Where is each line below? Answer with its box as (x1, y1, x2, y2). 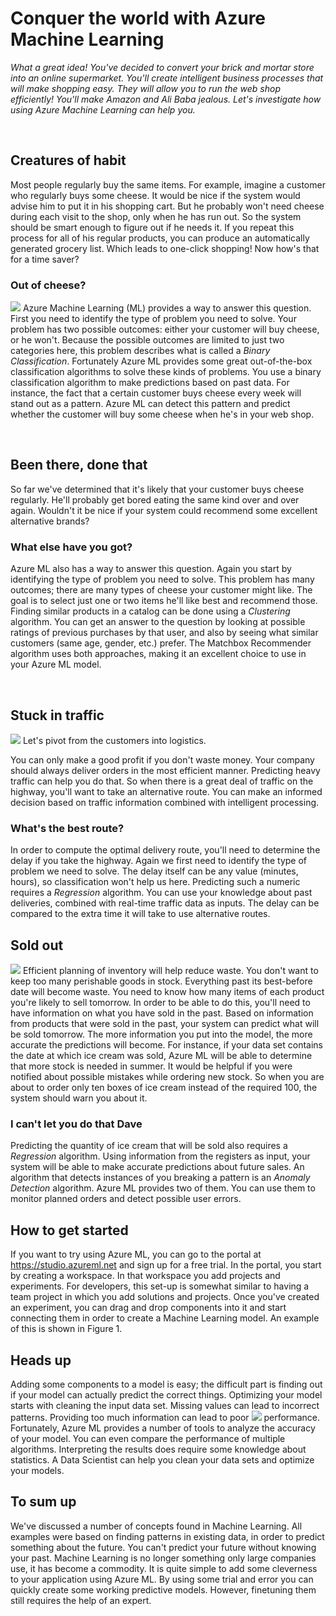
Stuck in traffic (10, 707, 105, 724)
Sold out (10, 937, 64, 954)
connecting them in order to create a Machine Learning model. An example (10, 1312, 320, 1324)
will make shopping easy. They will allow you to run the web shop (10, 82, 281, 94)
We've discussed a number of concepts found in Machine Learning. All (10, 1520, 303, 1532)
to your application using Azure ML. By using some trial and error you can (10, 1573, 314, 1585)
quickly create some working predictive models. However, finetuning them (10, 1583, 317, 1596)
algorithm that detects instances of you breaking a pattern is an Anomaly (10, 1172, 311, 1184)
